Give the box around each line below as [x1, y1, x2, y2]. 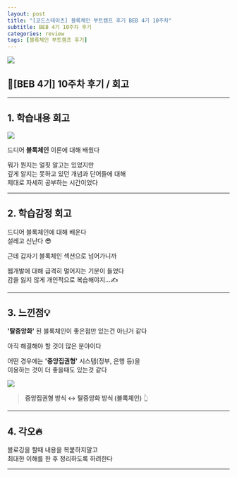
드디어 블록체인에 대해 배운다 [7, 228, 87, 236]
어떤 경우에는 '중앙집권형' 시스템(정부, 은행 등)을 [7, 357, 141, 365]
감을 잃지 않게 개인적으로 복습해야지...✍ [7, 275, 119, 283]
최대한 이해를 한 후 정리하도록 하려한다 [7, 454, 113, 463]
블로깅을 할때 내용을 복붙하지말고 [7, 446, 99, 454]
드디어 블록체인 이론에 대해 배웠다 [7, 146, 100, 154]
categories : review [7, 30, 65, 37]
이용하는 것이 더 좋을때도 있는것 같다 [7, 365, 107, 375]
